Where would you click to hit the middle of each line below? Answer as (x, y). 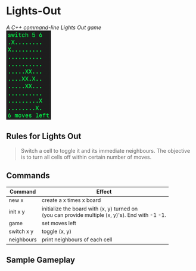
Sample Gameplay (41, 260)
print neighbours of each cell (77, 240)
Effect (104, 192)
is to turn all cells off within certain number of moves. (86, 157)
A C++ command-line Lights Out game (54, 27)
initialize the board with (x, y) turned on (90, 209)
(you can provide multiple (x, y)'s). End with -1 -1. (104, 215)
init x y (17, 212)
